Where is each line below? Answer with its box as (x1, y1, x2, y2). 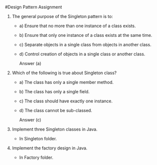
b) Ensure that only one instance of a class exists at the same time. (19, 33, 153, 38)
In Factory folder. (19, 155, 54, 160)
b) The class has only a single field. (19, 89, 90, 94)
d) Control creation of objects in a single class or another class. (19, 51, 145, 57)
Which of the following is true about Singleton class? (12, 70, 117, 76)
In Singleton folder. (19, 136, 57, 141)
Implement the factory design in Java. (12, 145, 88, 151)
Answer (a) (19, 61, 42, 66)
